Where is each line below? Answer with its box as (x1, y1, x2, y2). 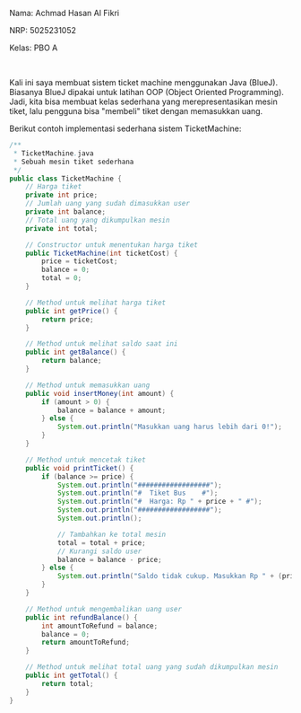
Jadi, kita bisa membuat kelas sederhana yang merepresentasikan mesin (9, 96, 278, 107)
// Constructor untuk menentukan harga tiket (25, 240, 199, 250)
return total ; (41, 679, 94, 688)
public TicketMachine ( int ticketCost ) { (25, 249, 178, 258)
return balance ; (41, 356, 102, 365)
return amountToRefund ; (41, 638, 130, 647)
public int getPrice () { (25, 306, 118, 315)
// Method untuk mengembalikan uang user (25, 604, 182, 613)
